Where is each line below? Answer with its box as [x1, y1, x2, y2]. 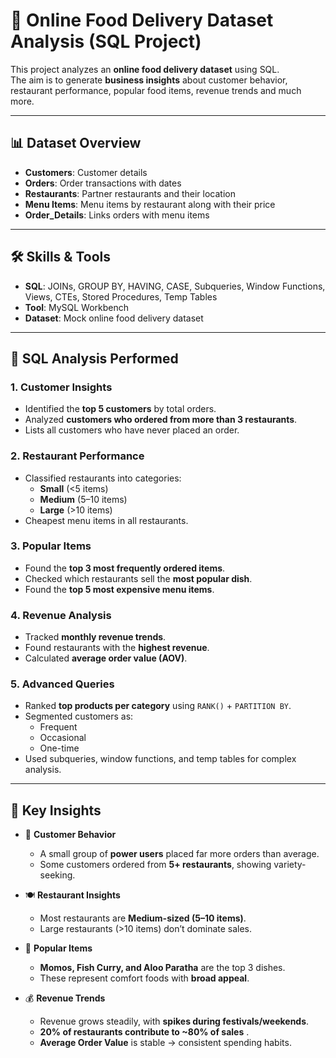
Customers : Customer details [24, 166, 148, 178]
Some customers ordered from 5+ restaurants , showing [39, 859, 272, 871]
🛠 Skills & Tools [10, 249, 112, 266]
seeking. [39, 869, 76, 881]
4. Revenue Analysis [10, 608, 112, 622]
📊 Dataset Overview [10, 135, 142, 152]
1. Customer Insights [10, 380, 113, 394]
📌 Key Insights [10, 802, 102, 819]
